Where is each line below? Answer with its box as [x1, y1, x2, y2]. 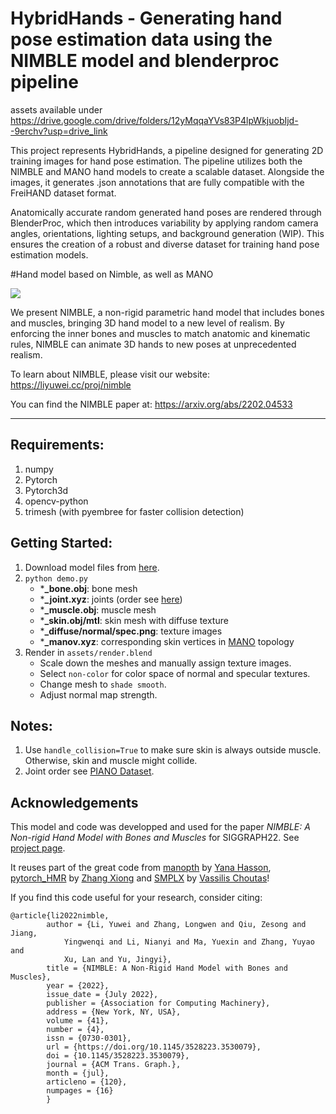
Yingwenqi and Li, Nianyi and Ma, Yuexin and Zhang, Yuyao [63, 937, 315, 947]
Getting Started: [10, 535, 113, 552]
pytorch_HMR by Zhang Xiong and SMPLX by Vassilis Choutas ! [10, 872, 270, 884]
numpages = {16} [46, 1086, 114, 1096]
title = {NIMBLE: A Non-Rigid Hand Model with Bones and [46, 963, 288, 974]
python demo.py [24, 573, 89, 584]
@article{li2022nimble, [10, 911, 110, 921]
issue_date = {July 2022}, [46, 990, 159, 1000]
